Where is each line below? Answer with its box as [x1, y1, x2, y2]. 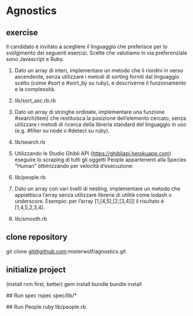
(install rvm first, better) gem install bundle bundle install [6, 280, 142, 287]
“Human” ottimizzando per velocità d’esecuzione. [14, 163, 134, 169]
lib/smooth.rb [14, 216, 47, 222]
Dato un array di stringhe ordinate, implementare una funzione [14, 109, 165, 115]
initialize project [6, 265, 66, 275]
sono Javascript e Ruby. [6, 56, 64, 62]
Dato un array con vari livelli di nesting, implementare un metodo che [14, 185, 181, 192]
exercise [6, 28, 38, 38]
